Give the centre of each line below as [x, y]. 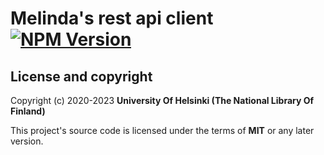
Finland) [28, 111]
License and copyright [81, 76]
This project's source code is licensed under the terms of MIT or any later [162, 130]
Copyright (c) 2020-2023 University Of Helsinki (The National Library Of [162, 100]
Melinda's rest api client [112, 18]
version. [27, 141]
